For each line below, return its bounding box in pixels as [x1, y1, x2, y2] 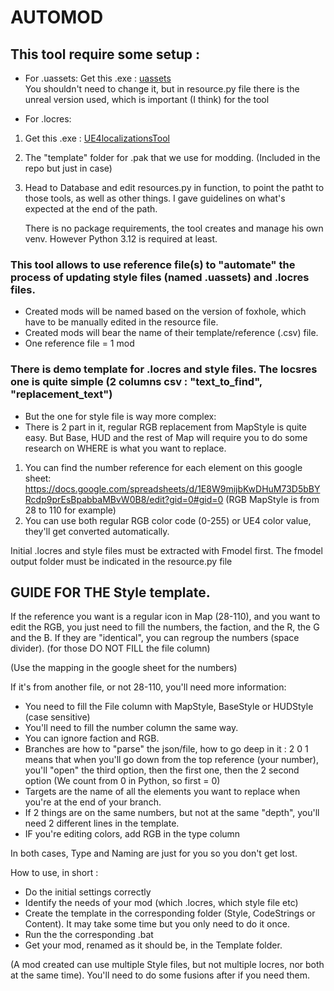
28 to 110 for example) [24, 504, 117, 516]
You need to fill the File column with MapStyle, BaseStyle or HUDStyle [24, 701, 314, 713]
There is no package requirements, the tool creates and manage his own [24, 222, 324, 234]
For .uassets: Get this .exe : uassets [24, 72, 172, 84]
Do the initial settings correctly [24, 886, 152, 898]
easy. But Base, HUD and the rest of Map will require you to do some [24, 431, 308, 443]
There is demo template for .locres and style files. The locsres [10, 362, 318, 376]
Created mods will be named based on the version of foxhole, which [24, 306, 307, 318]
